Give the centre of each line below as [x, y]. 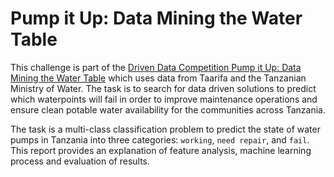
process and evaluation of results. [80, 161]
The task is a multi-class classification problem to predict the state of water [165, 129]
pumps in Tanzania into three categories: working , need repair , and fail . [160, 139]
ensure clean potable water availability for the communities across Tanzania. [168, 109]
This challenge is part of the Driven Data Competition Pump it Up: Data [156, 67]
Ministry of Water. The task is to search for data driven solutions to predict [163, 88]
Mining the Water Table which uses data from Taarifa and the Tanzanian [158, 78]
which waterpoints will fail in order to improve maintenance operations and [164, 99]
